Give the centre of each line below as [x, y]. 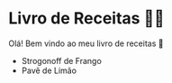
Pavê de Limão [49, 70]
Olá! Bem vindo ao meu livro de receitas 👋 [86, 43]
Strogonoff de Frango [62, 60]
